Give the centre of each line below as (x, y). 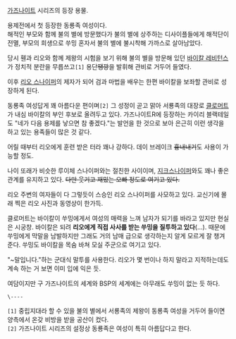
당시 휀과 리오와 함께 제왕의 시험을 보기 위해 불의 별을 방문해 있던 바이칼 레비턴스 (118, 58)
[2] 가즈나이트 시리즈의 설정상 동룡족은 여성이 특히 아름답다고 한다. (99, 328)
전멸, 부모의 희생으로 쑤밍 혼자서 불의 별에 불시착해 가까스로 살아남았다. (105, 43)
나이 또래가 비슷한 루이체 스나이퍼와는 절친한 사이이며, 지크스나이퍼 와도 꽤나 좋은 (118, 171)
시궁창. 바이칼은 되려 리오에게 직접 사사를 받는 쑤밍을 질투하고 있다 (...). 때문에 (120, 227)
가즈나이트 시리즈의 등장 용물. (48, 10)
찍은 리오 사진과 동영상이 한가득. (59, 203)
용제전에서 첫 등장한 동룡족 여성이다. (57, 25)
